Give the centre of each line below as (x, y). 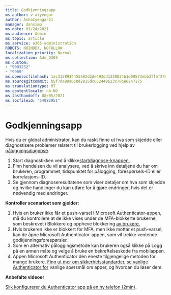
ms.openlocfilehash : (27, 77)
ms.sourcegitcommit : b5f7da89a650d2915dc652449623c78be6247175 (74, 81)
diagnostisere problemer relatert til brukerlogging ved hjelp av (70, 145)
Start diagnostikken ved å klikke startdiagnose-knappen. (71, 161)
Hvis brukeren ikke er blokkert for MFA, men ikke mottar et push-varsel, (88, 229)
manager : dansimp (24, 24)
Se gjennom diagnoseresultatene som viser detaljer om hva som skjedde (89, 183)
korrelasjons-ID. (30, 177)
